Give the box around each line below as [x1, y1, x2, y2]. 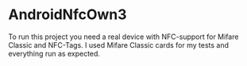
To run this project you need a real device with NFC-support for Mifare [8, 32, 239, 41]
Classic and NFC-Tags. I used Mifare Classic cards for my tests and [8, 40, 229, 49]
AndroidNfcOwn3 [8, 6, 127, 24]
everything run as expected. [8, 49, 101, 58]
